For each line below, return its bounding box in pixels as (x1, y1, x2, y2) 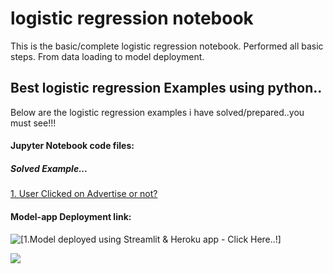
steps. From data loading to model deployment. (10, 50, 205, 62)
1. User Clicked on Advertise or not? (10, 188, 158, 200)
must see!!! (10, 117, 57, 129)
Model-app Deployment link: (10, 210, 132, 222)
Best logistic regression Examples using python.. (10, 80, 323, 97)
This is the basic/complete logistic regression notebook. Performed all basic (10, 40, 324, 52)
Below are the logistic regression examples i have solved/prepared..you (10, 106, 305, 118)
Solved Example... (10, 162, 88, 174)
